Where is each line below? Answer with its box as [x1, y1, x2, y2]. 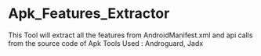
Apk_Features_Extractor [8, 5, 170, 23]
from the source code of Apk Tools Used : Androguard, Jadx [8, 38, 204, 47]
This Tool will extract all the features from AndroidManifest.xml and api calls [8, 30, 253, 40]
